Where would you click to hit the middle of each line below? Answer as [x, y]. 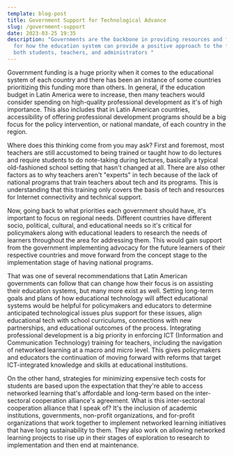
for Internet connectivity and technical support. [75, 197]
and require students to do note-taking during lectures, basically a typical [112, 160]
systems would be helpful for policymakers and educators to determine [110, 305]
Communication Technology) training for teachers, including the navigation [115, 342]
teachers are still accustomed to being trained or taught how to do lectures [115, 152]
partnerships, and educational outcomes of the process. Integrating [104, 328]
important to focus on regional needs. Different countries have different [110, 218]
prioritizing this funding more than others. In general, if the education [106, 87]
